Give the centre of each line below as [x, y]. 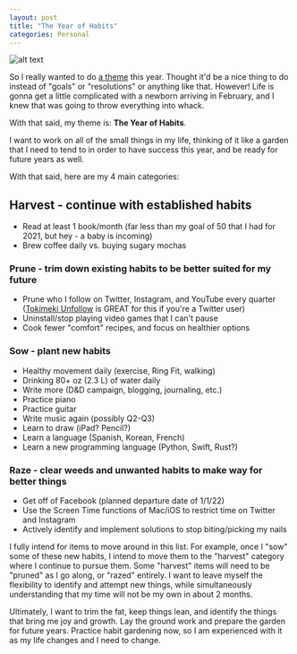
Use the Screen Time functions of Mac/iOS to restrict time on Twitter [148, 511]
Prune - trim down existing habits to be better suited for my [140, 269]
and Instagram [49, 520]
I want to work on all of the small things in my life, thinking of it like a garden [149, 141]
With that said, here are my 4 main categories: [94, 176]
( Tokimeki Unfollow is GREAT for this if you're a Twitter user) [134, 309]
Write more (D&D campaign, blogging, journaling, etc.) [122, 390]
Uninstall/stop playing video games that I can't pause [120, 318]
